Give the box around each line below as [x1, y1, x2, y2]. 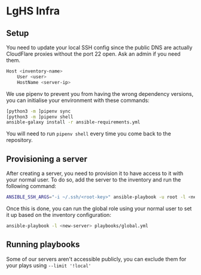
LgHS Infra [6, 4, 60, 18]
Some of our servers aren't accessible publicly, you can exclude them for [6, 255, 187, 262]
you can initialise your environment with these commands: [6, 96, 150, 104]
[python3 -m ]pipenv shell [6, 114, 74, 120]
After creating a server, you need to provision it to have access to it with [6, 170, 184, 177]
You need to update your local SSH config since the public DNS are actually [6, 44, 193, 51]
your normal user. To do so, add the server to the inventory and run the [6, 176, 181, 183]
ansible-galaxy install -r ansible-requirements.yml [6, 119, 141, 125]
